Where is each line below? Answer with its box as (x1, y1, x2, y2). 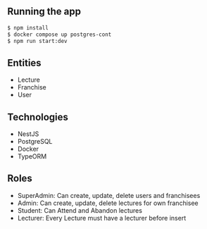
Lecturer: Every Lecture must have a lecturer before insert (17, 213, 187, 222)
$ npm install (7, 24, 49, 31)
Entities (7, 56, 42, 69)
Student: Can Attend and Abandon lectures (17, 206, 143, 214)
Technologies (7, 111, 69, 123)
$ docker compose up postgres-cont (7, 31, 112, 38)
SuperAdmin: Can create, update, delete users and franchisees (17, 191, 201, 199)
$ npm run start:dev (7, 37, 68, 44)
